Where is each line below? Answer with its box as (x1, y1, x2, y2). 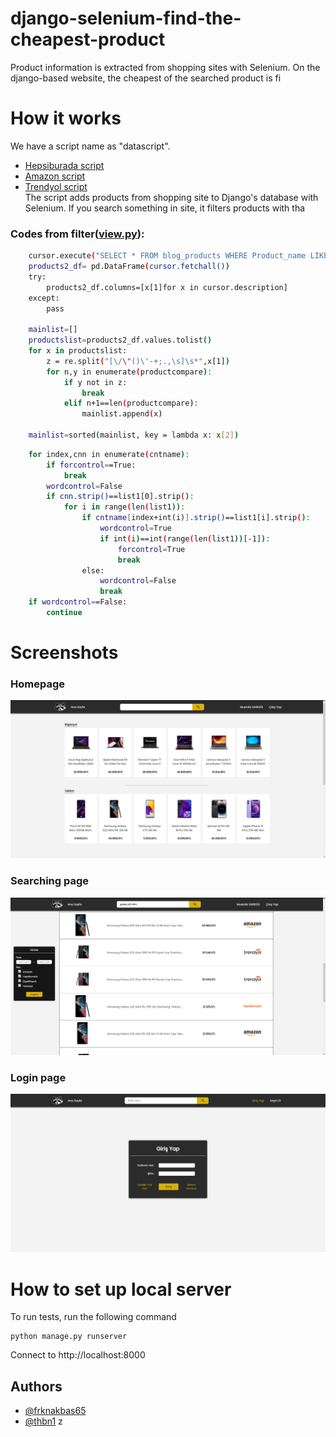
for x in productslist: (28, 346, 128, 356)
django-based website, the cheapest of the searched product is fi (10, 72, 282, 84)
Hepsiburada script (24, 159, 105, 171)
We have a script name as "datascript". (10, 140, 171, 152)
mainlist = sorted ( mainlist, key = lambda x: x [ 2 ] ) (28, 430, 240, 441)
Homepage (10, 677, 65, 691)
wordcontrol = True (99, 523, 172, 534)
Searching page (10, 874, 90, 888)
